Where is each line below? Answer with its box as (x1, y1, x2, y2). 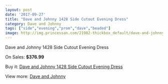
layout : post (5, 7, 32, 12)
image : (5, 30, 19, 35)
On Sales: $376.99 (5, 54, 44, 60)
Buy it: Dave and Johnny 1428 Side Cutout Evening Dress (5, 63, 123, 69)
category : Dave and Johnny (5, 21, 61, 26)
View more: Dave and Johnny (5, 73, 66, 79)
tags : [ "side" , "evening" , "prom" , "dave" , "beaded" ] (5, 26, 111, 31)
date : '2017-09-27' (5, 12, 46, 17)
